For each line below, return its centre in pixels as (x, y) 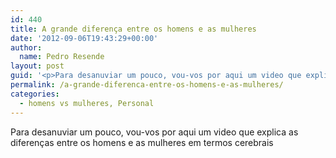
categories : (35, 94)
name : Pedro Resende (62, 57)
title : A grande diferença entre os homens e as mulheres (133, 29)
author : (26, 47)
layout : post (37, 66)
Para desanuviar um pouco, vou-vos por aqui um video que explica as (154, 132)
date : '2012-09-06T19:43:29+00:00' (84, 38)
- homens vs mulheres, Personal (87, 103)
